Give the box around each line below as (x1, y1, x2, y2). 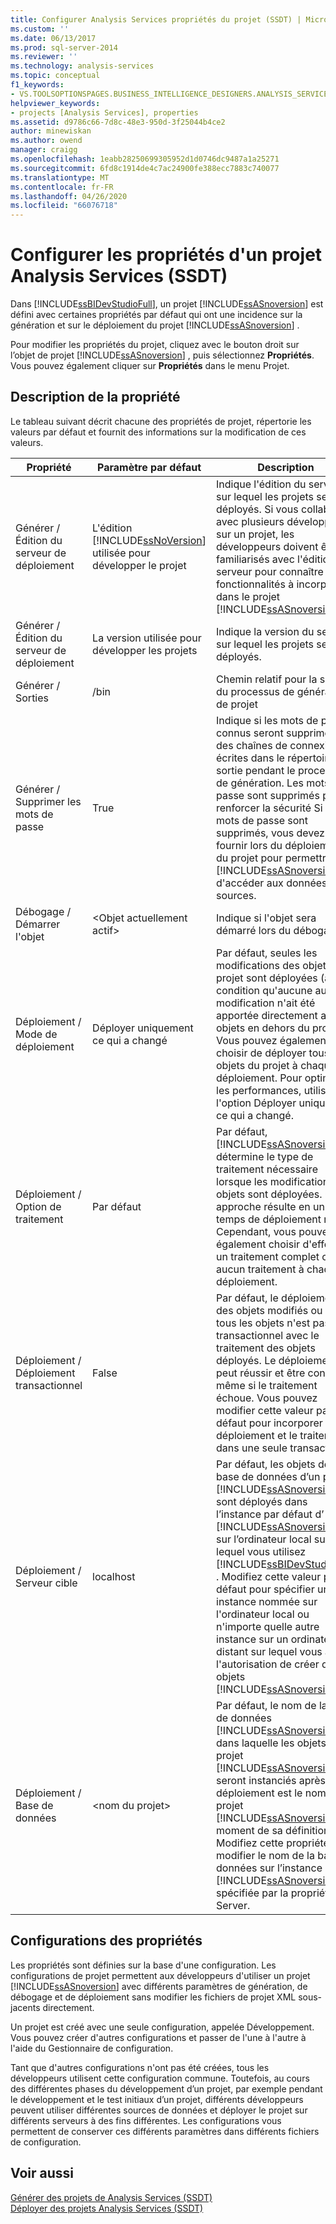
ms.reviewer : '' (10, 52, 78, 62)
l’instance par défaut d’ (216, 1507, 325, 1521)
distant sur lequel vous (216, 1644, 323, 1658)
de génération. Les (216, 776, 304, 790)
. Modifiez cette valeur (216, 1569, 322, 1583)
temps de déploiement (216, 1212, 322, 1226)
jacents (10, 2001, 41, 2013)
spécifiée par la (216, 1886, 289, 1900)
